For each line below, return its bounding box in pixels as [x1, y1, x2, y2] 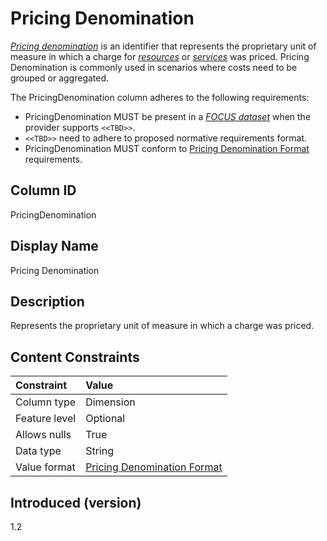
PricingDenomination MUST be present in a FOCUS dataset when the [24, 110, 312, 122]
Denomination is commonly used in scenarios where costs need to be [10, 61, 298, 73]
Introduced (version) [10, 494, 142, 511]
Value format [15, 460, 76, 474]
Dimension [85, 395, 136, 409]
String [85, 444, 114, 458]
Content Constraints [10, 348, 140, 366]
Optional [85, 412, 126, 426]
